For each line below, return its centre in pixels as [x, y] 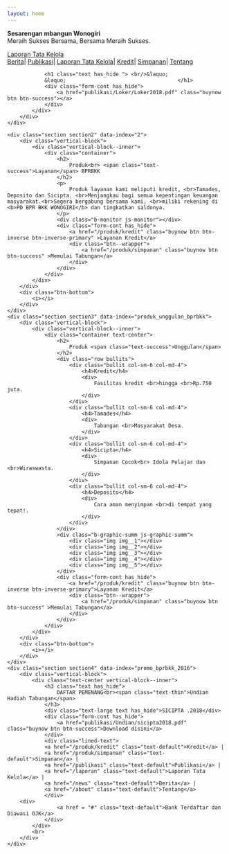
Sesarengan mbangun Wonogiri [54, 33]
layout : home [26, 14]
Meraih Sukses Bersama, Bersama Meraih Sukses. [79, 41]
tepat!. [18, 510]
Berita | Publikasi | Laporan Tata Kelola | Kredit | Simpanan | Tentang [100, 61]
